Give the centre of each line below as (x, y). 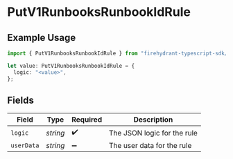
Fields (21, 100)
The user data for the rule (150, 146)
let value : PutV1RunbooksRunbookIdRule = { (71, 66)
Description (153, 120)
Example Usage (42, 38)
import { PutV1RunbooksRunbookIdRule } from (72, 53)
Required (87, 120)
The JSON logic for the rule (153, 133)
